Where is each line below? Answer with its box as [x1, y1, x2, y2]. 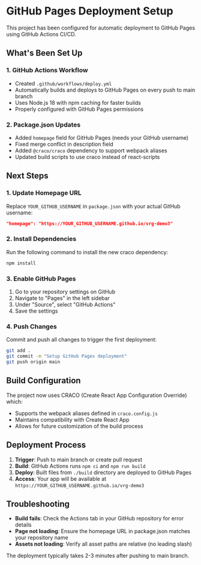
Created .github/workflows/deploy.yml [14, 80, 112, 87]
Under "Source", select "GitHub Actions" [14, 301, 116, 308]
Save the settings [14, 307, 58, 314]
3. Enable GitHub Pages [6, 274, 76, 282]
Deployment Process [6, 440, 86, 450]
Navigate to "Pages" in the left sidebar [14, 294, 110, 302]
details [14, 521, 32, 528]
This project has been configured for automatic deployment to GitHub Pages [6, 24, 196, 31]
